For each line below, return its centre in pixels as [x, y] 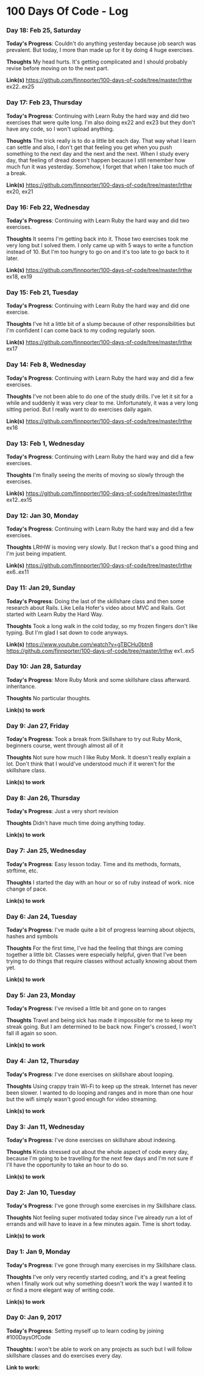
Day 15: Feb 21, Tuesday [42, 292]
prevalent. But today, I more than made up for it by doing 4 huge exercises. [100, 50]
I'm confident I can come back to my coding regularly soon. [81, 330]
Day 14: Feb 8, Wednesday [46, 364]
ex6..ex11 [18, 572]
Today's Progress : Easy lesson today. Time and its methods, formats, [94, 864]
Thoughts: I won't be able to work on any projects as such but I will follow [99, 1349]
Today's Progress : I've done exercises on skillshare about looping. [90, 1074]
